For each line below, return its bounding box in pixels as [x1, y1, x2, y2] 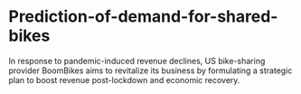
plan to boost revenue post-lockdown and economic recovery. [8, 74, 240, 85]
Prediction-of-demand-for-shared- [8, 6, 278, 27]
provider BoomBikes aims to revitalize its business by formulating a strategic [8, 65, 293, 76]
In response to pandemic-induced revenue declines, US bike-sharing [8, 55, 266, 66]
